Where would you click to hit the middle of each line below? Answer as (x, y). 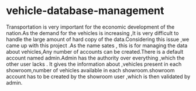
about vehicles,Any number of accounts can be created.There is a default (95, 51)
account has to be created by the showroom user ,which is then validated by (98, 76)
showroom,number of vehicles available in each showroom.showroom (90, 70)
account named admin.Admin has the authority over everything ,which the (95, 58)
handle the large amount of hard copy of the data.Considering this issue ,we (98, 39)
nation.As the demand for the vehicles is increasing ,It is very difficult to (92, 33)
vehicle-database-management (85, 11)
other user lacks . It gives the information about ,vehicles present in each (94, 64)
